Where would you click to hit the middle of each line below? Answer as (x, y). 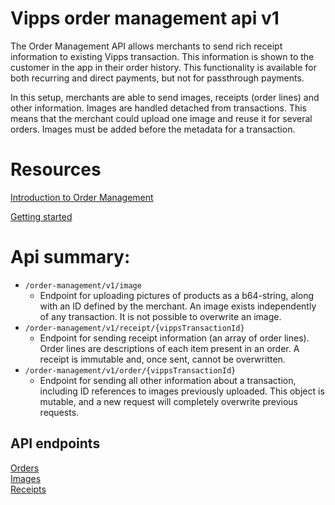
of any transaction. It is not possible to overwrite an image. (160, 316)
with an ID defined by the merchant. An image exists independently (178, 306)
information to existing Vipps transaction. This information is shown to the (162, 56)
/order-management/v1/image (83, 285)
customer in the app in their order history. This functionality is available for (163, 67)
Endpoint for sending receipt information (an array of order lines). (174, 338)
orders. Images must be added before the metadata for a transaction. (153, 129)
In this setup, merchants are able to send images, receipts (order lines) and (165, 97)
